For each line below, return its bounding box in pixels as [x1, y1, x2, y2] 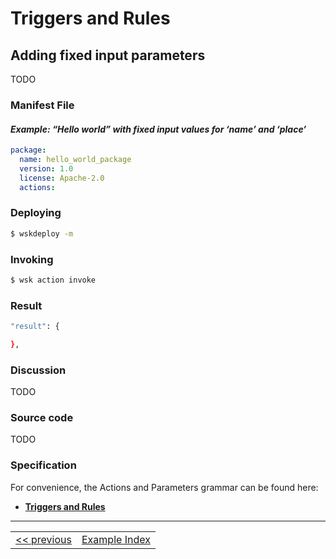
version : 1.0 [19, 163, 74, 174]
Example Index [81, 532, 151, 546]
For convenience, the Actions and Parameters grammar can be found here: [10, 481, 319, 493]
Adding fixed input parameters [10, 47, 206, 64]
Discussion [10, 363, 67, 377]
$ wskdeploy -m [10, 228, 74, 239]
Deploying [10, 206, 62, 220]
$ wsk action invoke [10, 275, 97, 285]
